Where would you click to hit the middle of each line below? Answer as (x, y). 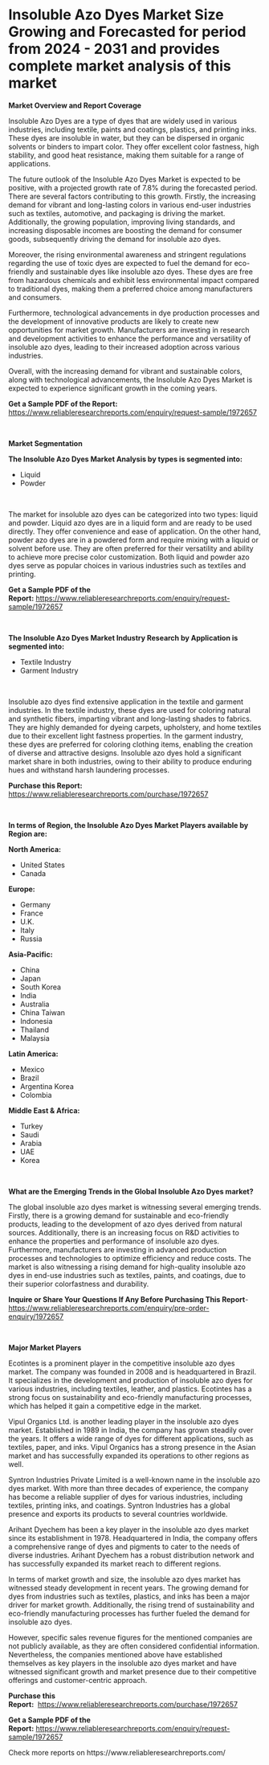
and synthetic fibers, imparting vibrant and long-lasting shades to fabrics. (130, 719)
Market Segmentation (45, 443)
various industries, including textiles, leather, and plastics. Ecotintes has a (130, 1389)
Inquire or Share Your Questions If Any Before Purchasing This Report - (128, 1299)
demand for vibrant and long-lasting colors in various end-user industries (130, 205)
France (32, 913)
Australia (35, 1004)
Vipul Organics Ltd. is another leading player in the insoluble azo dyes (124, 1421)
